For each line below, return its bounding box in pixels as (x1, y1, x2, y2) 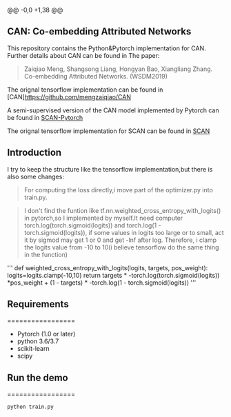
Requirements (7, 298, 69, 310)
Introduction (7, 147, 62, 159)
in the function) (23, 250, 68, 258)
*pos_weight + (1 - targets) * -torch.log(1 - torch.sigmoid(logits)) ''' (7, 278, 197, 287)
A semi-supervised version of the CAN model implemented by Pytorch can (7, 106, 219, 114)
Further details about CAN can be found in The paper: (7, 51, 160, 59)
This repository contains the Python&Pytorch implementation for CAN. (7, 44, 207, 52)
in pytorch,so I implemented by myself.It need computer (23, 214, 183, 222)
